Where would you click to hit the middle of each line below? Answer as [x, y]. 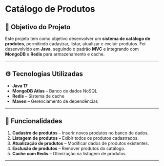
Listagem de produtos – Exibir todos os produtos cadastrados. [75, 138]
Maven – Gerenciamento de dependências [55, 101]
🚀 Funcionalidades [34, 121]
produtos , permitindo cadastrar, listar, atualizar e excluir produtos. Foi [75, 44]
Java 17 [20, 86]
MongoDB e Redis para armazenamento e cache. [55, 54]
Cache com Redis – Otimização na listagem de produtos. [69, 153]
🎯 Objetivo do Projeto [38, 27]
